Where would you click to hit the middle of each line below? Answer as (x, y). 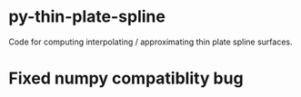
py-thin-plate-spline (87, 17)
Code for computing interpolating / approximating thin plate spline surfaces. (150, 42)
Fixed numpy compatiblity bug (126, 78)
